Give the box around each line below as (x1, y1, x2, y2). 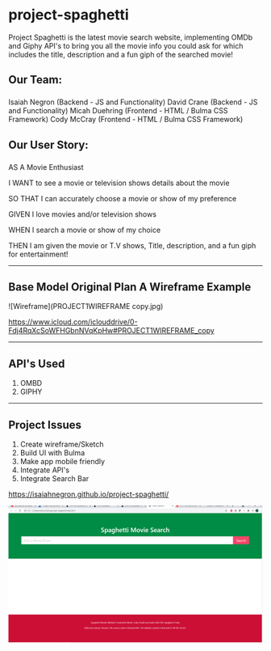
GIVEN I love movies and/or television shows (8, 209, 157, 219)
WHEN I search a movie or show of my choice (8, 225, 161, 235)
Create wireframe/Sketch (19, 439, 104, 449)
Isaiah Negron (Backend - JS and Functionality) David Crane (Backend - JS (8, 97, 258, 107)
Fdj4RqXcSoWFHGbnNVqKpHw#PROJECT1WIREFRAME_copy (8, 326, 215, 336)
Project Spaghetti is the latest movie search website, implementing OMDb (8, 32, 253, 42)
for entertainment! (8, 249, 69, 259)
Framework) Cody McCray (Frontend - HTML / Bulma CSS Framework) (8, 115, 244, 125)
